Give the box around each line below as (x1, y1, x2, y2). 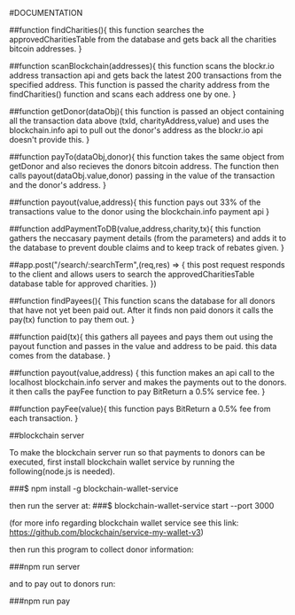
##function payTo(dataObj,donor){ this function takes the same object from (9, 152, 285, 162)
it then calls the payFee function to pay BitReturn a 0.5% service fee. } (9, 386, 266, 397)
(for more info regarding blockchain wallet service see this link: (9, 518, 239, 528)
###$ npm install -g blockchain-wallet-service (9, 483, 179, 494)
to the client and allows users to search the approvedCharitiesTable (9, 269, 255, 279)
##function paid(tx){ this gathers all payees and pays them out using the (9, 331, 274, 342)
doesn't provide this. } (9, 135, 90, 144)
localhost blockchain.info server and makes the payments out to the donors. (9, 377, 287, 387)
